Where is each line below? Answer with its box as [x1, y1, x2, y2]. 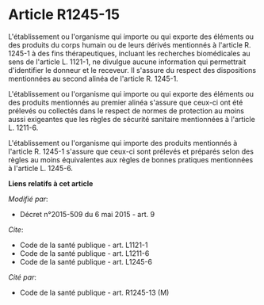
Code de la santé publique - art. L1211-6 [19, 248, 150, 258]
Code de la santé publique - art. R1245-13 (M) [19, 288, 170, 297]
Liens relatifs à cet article [8, 178, 94, 188]
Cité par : [8, 272, 37, 282]
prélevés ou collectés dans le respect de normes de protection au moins [8, 105, 244, 116]
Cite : [8, 224, 24, 234]
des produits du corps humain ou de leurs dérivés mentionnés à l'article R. [8, 40, 251, 49]
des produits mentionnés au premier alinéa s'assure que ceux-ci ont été [8, 97, 243, 107]
